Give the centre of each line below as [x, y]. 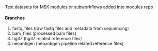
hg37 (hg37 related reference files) [47, 39]
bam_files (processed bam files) [44, 33]
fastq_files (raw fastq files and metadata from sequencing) [71, 29]
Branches [15, 18]
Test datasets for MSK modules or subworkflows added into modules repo [79, 7]
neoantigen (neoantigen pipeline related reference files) [68, 44]
